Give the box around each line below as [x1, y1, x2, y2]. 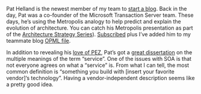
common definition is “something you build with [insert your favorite [6, 68, 175, 75]
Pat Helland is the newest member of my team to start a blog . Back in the [6, 5, 187, 12]
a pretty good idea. [6, 81, 54, 88]
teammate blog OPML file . [6, 37, 71, 44]
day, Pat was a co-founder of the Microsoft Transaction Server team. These [6, 11, 194, 19]
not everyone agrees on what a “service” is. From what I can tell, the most [6, 61, 190, 69]
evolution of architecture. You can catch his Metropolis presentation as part [6, 24, 194, 31]
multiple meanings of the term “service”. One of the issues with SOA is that [6, 55, 191, 62]
